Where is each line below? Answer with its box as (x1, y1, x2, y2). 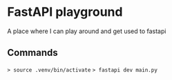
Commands (7, 47, 59, 59)
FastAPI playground (7, 4, 123, 20)
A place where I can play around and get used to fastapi (7, 27, 166, 35)
